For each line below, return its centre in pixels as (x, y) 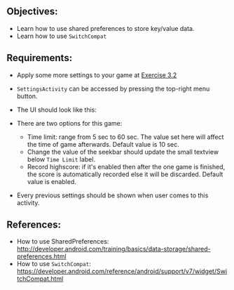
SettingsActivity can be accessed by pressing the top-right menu (113, 88)
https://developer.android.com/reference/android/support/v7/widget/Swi (122, 271)
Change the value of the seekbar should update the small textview (123, 152)
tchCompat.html (40, 279)
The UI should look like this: (57, 110)
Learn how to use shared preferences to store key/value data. (105, 28)
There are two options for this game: (69, 123)
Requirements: (40, 58)
